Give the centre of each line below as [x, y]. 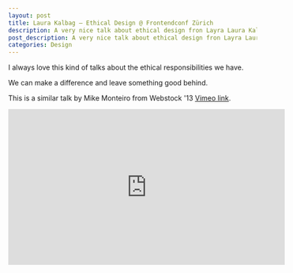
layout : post [30, 15]
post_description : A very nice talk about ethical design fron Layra [125, 38]
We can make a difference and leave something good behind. [108, 83]
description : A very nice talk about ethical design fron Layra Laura [127, 30]
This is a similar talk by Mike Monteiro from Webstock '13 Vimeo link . [120, 98]
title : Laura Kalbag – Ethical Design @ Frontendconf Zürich [111, 23]
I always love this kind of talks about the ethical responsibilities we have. [126, 67]
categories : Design [40, 45]
